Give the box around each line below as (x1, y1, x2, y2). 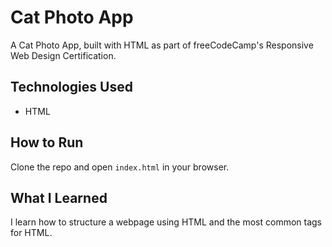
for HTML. (10, 227, 53, 239)
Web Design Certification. (10, 49, 117, 61)
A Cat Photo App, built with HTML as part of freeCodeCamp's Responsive (10, 39, 314, 51)
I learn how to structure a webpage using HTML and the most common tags (10, 216, 323, 228)
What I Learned (10, 189, 108, 206)
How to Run (10, 134, 84, 151)
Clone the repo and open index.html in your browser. (10, 161, 230, 173)
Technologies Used (10, 79, 133, 96)
